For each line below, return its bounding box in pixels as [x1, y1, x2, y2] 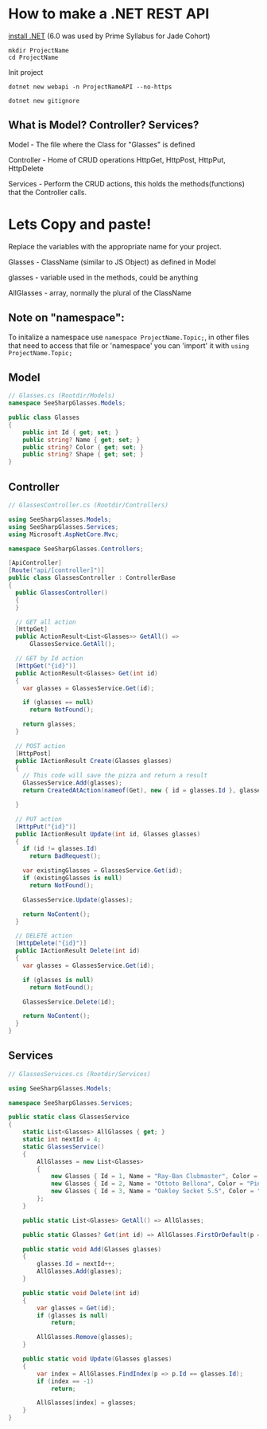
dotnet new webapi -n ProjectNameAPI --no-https [8, 83, 172, 91]
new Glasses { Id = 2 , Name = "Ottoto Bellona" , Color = [50, 1180, 244, 1188]
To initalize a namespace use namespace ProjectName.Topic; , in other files [8, 332, 250, 342]
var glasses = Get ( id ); [37, 1304, 115, 1312]
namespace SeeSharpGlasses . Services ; [8, 1098, 133, 1107]
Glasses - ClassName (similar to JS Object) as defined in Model [8, 256, 216, 267]
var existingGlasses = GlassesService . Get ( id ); [22, 867, 183, 875]
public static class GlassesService [8, 1113, 130, 1122]
